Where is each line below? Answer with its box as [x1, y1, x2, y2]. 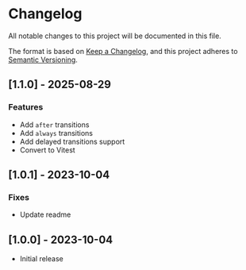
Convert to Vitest [19, 145, 75, 155]
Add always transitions [19, 128, 94, 137]
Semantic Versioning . [8, 55, 78, 64]
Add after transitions [19, 120, 90, 129]
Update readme [19, 210, 71, 219]
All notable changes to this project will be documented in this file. [8, 31, 222, 40]
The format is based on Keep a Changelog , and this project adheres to [8, 46, 238, 56]
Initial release [19, 254, 63, 264]
